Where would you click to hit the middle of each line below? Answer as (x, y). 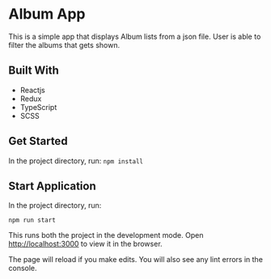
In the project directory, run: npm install (76, 161)
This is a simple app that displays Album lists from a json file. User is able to (135, 36)
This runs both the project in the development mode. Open (106, 235)
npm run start (32, 220)
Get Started (38, 141)
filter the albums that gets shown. (64, 44)
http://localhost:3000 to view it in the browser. (86, 244)
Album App (47, 14)
